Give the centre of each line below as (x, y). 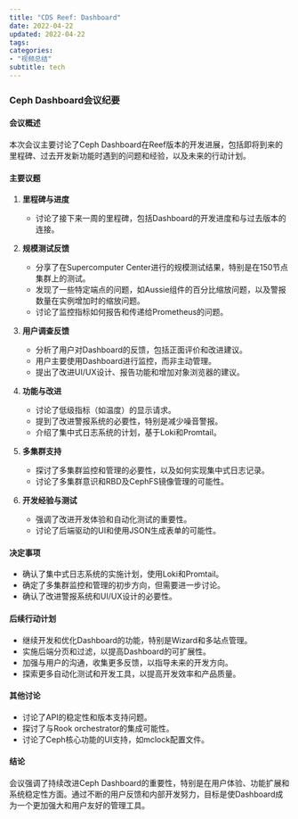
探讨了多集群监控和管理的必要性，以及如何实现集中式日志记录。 (152, 470)
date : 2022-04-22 (41, 26)
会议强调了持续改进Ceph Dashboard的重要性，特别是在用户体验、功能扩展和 (149, 783)
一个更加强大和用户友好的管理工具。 (83, 806)
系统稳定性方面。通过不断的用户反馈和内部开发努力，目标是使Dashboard (142, 794)
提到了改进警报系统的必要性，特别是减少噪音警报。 (129, 421)
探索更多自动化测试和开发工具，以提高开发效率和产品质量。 (131, 674)
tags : (19, 42)
